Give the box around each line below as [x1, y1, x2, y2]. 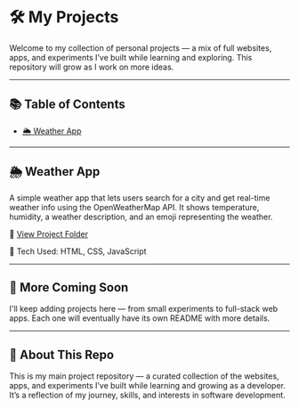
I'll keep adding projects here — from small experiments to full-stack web [9, 304, 279, 315]
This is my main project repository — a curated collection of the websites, [9, 371, 279, 381]
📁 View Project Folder [9, 228, 89, 239]
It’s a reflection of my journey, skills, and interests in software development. [9, 389, 287, 401]
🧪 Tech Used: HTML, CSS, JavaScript [9, 246, 147, 257]
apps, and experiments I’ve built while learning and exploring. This [9, 52, 253, 62]
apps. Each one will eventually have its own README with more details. [9, 313, 271, 323]
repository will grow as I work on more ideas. [9, 61, 174, 72]
